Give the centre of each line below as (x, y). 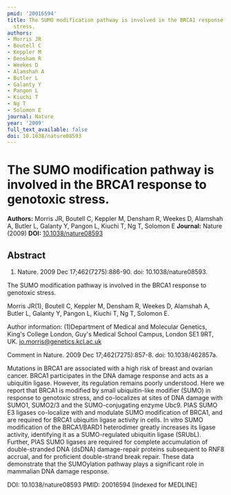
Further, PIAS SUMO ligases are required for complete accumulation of (108, 442)
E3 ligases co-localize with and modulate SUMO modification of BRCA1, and (115, 412)
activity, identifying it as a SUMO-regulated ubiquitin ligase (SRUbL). (104, 434)
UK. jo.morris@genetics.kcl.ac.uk (54, 341)
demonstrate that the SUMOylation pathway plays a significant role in (106, 464)
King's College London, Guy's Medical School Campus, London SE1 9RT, (110, 334)
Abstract (27, 255)
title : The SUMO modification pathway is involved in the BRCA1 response (115, 20)
